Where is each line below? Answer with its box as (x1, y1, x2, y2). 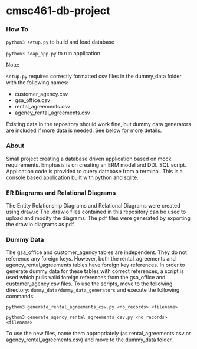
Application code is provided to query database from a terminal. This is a (6, 167, 183, 174)
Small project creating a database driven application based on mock (6, 155, 172, 162)
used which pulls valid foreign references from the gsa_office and (6, 274, 166, 281)
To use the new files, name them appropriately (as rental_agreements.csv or (6, 330, 191, 337)
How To (6, 25, 28, 34)
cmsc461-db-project (6, 4, 110, 18)
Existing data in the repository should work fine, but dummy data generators (6, 121, 192, 128)
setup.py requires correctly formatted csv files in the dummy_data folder (6, 73, 182, 80)
